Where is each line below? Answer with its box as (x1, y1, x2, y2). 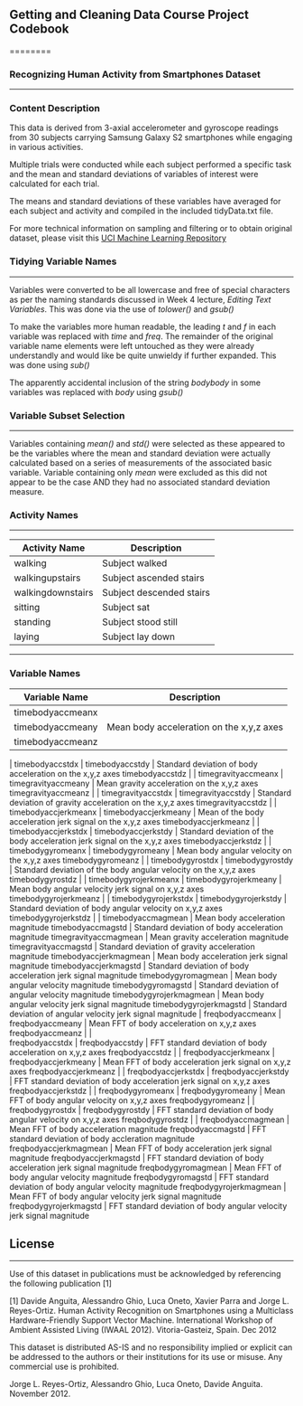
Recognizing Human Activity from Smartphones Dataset (9, 68, 262, 80)
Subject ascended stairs (102, 571, 205, 584)
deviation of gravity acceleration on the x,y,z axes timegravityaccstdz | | (9, 797, 278, 807)
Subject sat (102, 601, 151, 614)
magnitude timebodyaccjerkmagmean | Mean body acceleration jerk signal (9, 950, 289, 961)
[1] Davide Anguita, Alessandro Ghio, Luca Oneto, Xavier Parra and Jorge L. (9, 1296, 289, 1307)
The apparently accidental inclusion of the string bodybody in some (9, 377, 262, 388)
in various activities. (9, 142, 84, 153)
